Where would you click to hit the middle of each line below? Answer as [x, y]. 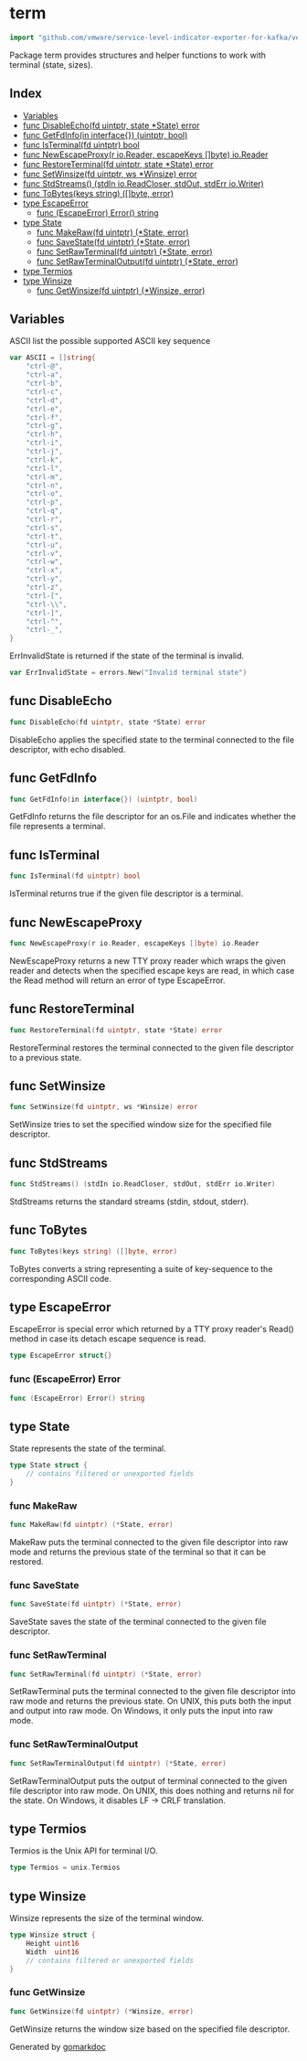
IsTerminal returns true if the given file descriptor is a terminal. [127, 893]
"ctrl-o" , [45, 494]
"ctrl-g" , [45, 426]
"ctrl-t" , [45, 536]
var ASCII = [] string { [53, 358]
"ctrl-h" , [45, 434]
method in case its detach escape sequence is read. [108, 1339]
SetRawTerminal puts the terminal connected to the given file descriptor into [153, 1692]
